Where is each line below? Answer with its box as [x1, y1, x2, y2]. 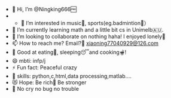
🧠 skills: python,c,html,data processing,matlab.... [11, 72, 132, 79]
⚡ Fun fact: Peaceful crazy [11, 64, 78, 71]
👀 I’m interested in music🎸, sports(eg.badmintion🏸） [20, 20, 149, 26]
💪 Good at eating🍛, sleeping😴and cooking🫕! [11, 48, 127, 56]
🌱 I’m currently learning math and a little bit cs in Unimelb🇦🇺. [11, 26, 164, 33]
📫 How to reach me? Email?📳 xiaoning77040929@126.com [11, 39, 159, 47]
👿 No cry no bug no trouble [11, 85, 80, 92]
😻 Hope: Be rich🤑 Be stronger [11, 79, 87, 86]
